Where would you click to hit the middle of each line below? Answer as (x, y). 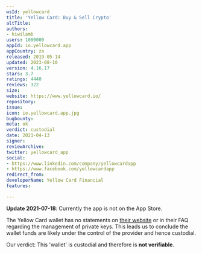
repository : (21, 101)
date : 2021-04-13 (28, 136)
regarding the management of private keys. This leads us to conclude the (97, 226)
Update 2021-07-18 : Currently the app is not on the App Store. (84, 208)
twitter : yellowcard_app (37, 152)
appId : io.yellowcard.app (39, 46)
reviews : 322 (23, 85)
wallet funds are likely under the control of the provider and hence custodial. (101, 232)
